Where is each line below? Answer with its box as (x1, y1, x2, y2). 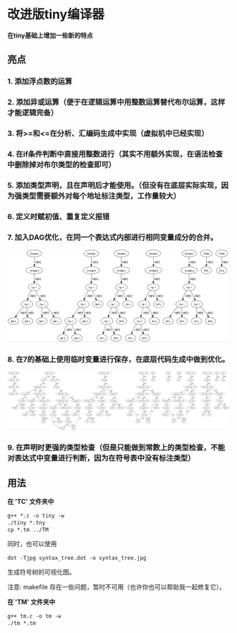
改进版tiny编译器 (7, 6, 104, 23)
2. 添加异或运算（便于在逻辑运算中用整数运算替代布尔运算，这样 (7, 97, 226, 107)
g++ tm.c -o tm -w (7, 613, 61, 620)
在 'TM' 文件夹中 (7, 597, 56, 606)
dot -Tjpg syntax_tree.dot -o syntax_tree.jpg (7, 554, 147, 561)
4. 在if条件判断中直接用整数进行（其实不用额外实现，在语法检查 (7, 149, 224, 159)
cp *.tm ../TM (7, 526, 49, 533)
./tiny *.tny (7, 519, 46, 526)
